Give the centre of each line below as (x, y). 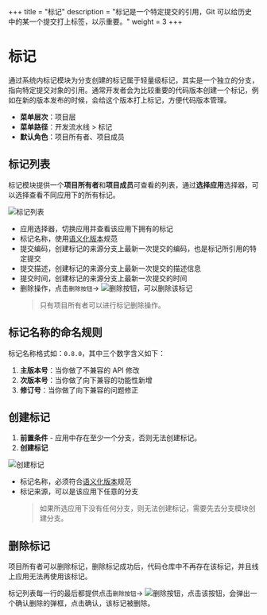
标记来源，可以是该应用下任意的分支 (79, 492)
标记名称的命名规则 (55, 333)
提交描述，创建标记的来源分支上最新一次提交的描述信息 (110, 268)
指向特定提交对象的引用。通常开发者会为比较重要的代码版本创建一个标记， (130, 90)
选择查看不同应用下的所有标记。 (67, 195)
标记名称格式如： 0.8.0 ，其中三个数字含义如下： (87, 353)
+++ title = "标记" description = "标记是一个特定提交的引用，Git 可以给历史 (130, 12)
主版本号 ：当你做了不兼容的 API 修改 (80, 370)
